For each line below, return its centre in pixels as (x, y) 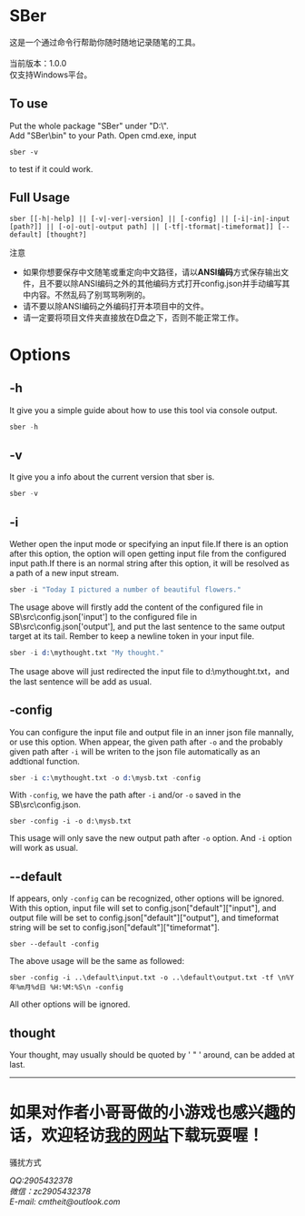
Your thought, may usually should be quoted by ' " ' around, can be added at (152, 1055)
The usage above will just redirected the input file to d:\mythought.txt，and (150, 671)
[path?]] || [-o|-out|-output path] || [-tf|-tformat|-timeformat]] (142, 227)
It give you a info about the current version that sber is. (112, 477)
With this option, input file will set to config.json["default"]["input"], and (143, 908)
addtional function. (44, 761)
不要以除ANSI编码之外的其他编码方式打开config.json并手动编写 (165, 283)
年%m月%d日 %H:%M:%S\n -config (67, 988)
